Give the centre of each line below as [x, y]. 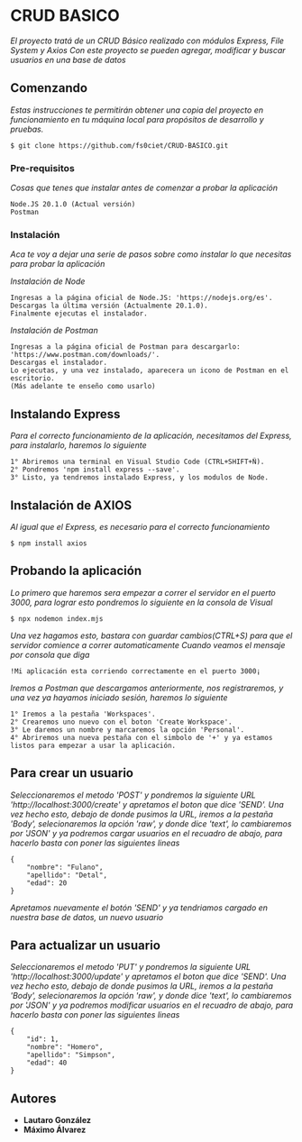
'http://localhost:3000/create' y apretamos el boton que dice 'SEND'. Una [147, 804]
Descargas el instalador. [59, 363]
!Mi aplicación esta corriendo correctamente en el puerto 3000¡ [135, 671]
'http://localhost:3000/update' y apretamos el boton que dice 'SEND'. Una [148, 977]
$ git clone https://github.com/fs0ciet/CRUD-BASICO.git [119, 145]
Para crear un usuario [72, 773]
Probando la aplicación [76, 571]
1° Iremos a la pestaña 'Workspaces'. [83, 714]
